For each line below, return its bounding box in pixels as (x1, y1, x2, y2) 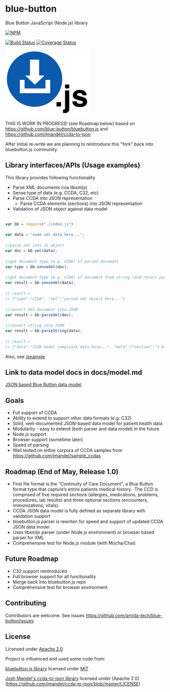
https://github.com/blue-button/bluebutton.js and (5, 126, 108, 132)
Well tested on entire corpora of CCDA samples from (12, 447, 122, 454)
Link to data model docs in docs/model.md (5, 368, 143, 377)
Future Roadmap (5, 555, 59, 563)
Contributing (5, 599, 47, 607)
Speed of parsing (12, 442, 49, 448)
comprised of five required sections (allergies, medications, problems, (12, 492, 159, 498)
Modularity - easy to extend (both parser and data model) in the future (12, 426, 159, 432)
